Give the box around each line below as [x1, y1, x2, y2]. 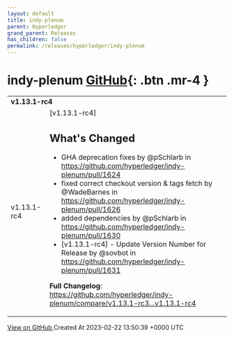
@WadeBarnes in [61, 187, 118, 197]
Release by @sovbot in [61, 248, 136, 258]
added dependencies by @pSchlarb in [61, 214, 187, 223]
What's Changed [49, 131, 136, 145]
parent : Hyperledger [7, 23, 68, 30]
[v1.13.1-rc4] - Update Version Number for [61, 239, 207, 249]
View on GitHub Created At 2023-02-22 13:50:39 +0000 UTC [7, 323, 184, 332]
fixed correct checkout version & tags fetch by [61, 179, 212, 188]
